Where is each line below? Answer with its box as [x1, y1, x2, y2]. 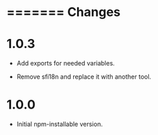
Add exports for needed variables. [16, 59, 116, 67]
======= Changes [6, 4, 121, 20]
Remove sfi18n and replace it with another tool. [16, 72, 152, 81]
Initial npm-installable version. [16, 120, 103, 129]
